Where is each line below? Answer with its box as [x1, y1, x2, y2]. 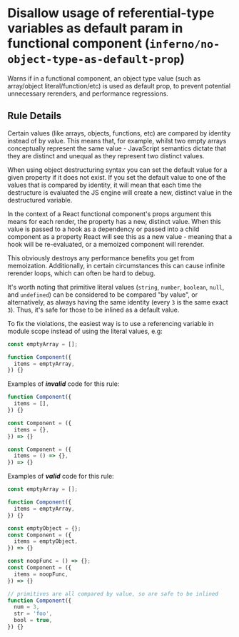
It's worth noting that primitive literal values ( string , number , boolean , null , [7, 282, 225, 291]
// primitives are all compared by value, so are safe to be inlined [7, 590, 219, 597]
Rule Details [7, 110, 62, 122]
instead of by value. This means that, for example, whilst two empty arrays [7, 136, 227, 145]
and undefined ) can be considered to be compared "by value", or [7, 290, 198, 299]
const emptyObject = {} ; [7, 524, 81, 532]
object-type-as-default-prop [7, 53, 180, 66]
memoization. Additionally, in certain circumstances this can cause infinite [7, 261, 225, 270]
